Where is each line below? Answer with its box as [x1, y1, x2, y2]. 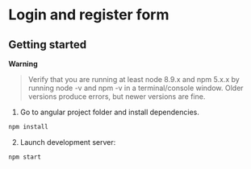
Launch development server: [19, 137, 116, 146]
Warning [8, 59, 38, 68]
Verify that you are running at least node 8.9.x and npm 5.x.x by [27, 75, 240, 84]
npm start [8, 153, 42, 161]
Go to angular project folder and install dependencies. [19, 107, 200, 117]
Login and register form [8, 6, 169, 24]
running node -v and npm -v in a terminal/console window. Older [27, 83, 244, 93]
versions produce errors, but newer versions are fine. [27, 92, 206, 101]
